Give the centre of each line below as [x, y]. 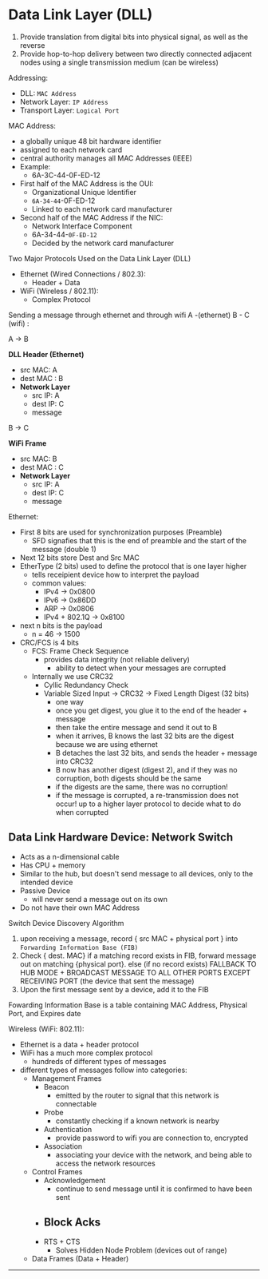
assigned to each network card [71, 149]
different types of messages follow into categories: [103, 1070]
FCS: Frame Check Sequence [80, 651]
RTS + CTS [62, 1241]
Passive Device [45, 890]
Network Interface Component [82, 226]
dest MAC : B [41, 378]
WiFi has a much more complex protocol [86, 1053]
